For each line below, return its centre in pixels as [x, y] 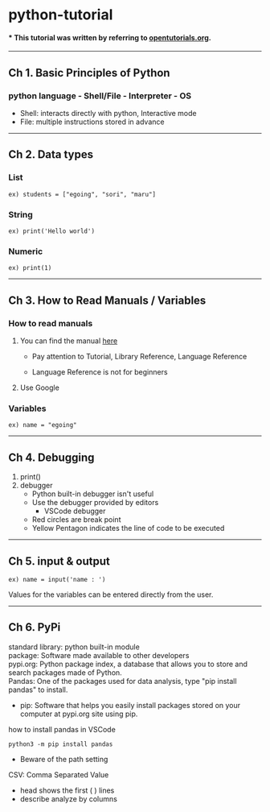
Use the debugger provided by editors [95, 503]
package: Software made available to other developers [99, 655]
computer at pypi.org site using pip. [79, 714]
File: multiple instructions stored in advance [92, 122]
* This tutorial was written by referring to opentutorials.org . [110, 37]
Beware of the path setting [64, 759]
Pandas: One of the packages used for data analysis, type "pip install [123, 681]
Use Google [40, 387]
